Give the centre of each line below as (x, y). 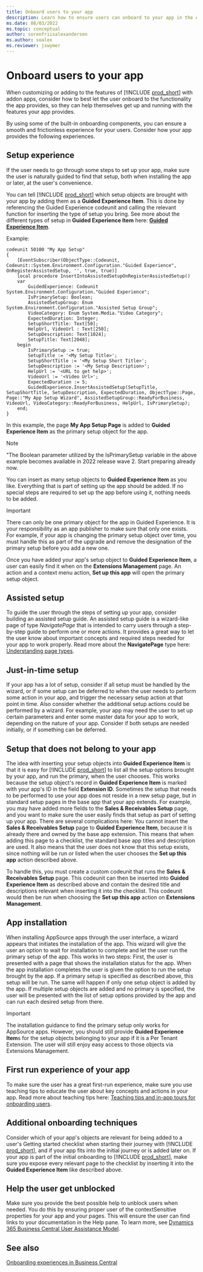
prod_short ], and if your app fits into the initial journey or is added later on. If (101, 1150)
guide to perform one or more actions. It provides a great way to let (111, 632)
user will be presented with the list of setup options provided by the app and (101, 995)
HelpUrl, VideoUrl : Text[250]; (69, 329)
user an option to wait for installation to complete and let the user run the (97, 950)
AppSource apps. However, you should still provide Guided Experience (95, 1031)
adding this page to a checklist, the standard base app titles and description (101, 841)
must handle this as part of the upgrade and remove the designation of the (99, 541)
